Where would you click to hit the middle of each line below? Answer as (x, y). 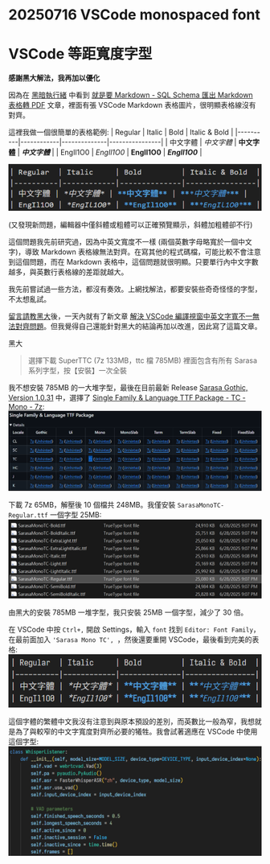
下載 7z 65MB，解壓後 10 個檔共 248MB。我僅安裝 (92, 504)
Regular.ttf (28, 515)
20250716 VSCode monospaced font (135, 15)
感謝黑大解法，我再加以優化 (54, 78)
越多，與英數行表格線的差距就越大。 (68, 272)
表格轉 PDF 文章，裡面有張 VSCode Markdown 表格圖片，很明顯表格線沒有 (132, 105)
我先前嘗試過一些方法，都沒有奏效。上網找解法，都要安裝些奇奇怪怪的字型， (135, 289)
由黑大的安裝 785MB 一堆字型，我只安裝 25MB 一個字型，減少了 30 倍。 (128, 612)
